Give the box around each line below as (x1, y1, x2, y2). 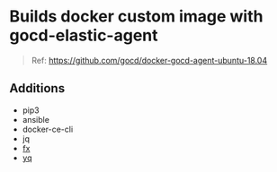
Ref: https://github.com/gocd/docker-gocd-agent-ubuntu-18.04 (31, 55, 268, 65)
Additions (9, 81, 66, 96)
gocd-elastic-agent (9, 25, 159, 46)
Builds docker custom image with (9, 6, 264, 27)
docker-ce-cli (22, 124, 74, 134)
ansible (22, 114, 49, 125)
